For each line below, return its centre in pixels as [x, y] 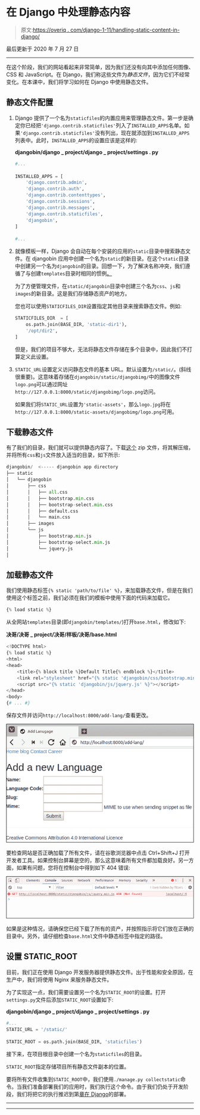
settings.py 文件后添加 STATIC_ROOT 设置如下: [60, 1000]
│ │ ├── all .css [37, 492]
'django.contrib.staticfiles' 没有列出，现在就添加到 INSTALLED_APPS [105, 133]
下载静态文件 [30, 432]
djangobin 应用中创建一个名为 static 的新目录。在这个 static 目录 [110, 259]
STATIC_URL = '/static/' [37, 1029]
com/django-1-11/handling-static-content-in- [125, 30]
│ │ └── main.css [38, 517]
